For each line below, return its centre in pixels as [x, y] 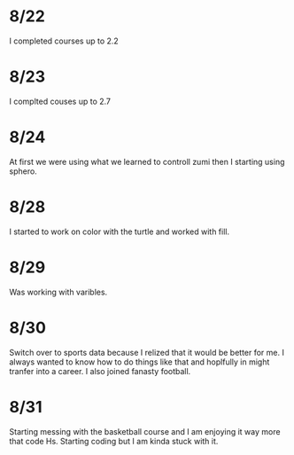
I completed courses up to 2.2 [64, 41]
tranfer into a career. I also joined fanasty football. [100, 371]
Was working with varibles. [58, 292]
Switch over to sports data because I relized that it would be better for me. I [147, 352]
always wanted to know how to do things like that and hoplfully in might [139, 362]
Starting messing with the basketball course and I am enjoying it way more [145, 431]
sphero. [23, 171]
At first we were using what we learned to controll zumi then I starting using [147, 161]
